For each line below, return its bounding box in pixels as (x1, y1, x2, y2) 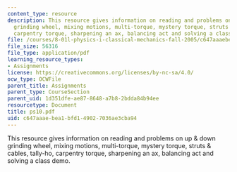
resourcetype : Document (7, 102, 78, 109)
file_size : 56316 (7, 43, 59, 50)
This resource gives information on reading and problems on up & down (7, 134, 217, 143)
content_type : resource (7, 10, 78, 18)
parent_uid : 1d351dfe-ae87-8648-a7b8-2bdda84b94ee (7, 95, 159, 102)
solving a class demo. (7, 156, 71, 165)
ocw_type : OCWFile (7, 75, 61, 83)
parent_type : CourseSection (7, 88, 90, 95)
